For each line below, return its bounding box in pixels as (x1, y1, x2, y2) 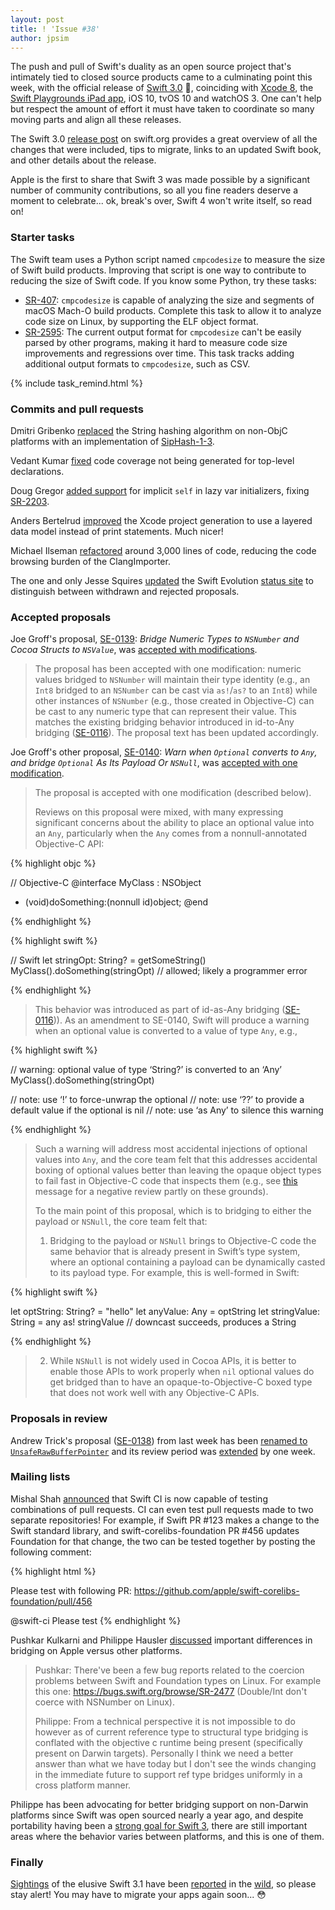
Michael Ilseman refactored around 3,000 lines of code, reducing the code (10, 544, 317, 556)
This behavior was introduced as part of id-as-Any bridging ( (34, 1004, 286, 1016)
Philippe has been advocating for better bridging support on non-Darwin (10, 1798, 309, 1810)
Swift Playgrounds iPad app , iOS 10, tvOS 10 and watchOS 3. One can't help (10, 92, 322, 105)
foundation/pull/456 (10, 1595, 93, 1607)
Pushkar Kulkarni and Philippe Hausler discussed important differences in (10, 1634, 313, 1646)
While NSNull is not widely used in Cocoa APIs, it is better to (49, 1355, 297, 1367)
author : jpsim (10, 33, 70, 43)
